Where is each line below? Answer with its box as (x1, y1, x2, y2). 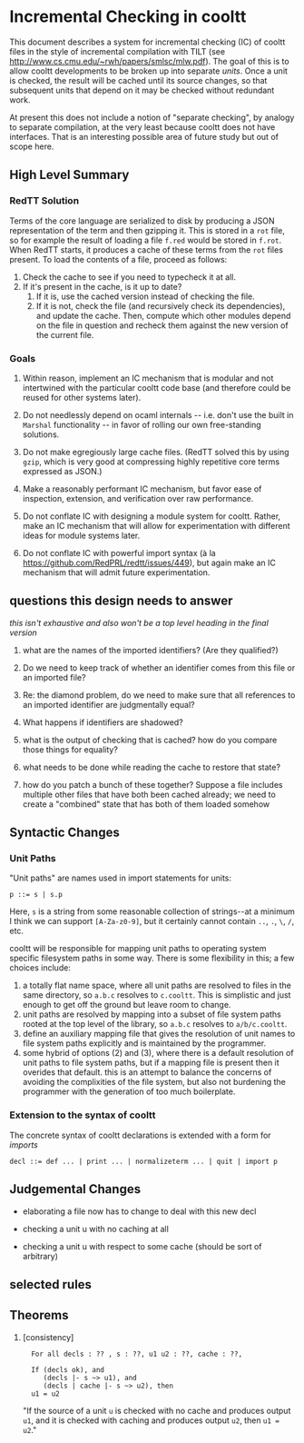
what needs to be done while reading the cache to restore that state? (22, 761, 281, 772)
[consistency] (22, 1331, 74, 1342)
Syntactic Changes (9, 825, 120, 841)
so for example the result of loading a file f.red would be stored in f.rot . (9, 234, 282, 245)
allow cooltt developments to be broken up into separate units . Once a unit (9, 65, 289, 76)
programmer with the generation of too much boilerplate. (22, 1086, 236, 1097)
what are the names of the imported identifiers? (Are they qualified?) (22, 644, 279, 655)
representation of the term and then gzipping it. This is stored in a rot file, (9, 224, 286, 235)
